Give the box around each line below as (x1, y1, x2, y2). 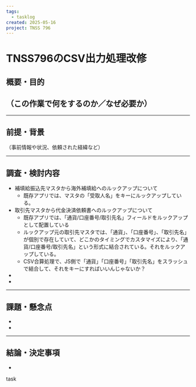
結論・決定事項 (6, 348, 60, 358)
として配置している (23, 221, 69, 228)
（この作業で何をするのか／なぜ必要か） (6, 99, 152, 109)
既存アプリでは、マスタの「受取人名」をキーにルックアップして (23, 192, 177, 199)
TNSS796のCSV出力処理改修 (6, 52, 147, 65)
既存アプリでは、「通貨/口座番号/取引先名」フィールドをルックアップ (23, 214, 188, 221)
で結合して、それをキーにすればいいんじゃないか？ (23, 265, 146, 272)
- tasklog (11, 14, 35, 20)
